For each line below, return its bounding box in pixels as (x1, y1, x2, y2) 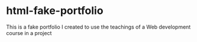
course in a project (6, 29, 52, 36)
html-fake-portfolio (6, 4, 104, 17)
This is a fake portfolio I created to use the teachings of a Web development (6, 23, 191, 30)
